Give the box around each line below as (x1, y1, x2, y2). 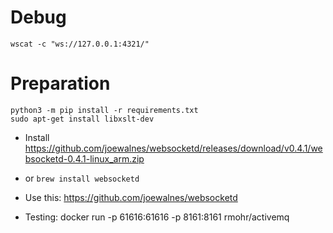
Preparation (10, 72, 111, 95)
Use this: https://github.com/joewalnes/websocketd (24, 191, 238, 203)
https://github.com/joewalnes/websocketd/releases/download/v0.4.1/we (24, 142, 323, 154)
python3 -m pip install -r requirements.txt (10, 105, 199, 115)
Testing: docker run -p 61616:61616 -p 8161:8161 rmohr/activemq (24, 211, 290, 223)
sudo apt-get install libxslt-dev (10, 114, 155, 124)
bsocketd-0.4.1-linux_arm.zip (24, 152, 145, 165)
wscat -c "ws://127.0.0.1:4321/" (10, 39, 150, 49)
